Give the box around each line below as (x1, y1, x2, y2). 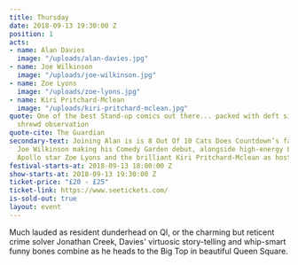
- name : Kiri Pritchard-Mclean (9, 95, 125, 105)
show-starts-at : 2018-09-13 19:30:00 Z (9, 169, 157, 178)
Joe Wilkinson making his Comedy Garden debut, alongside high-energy (17, 144, 284, 153)
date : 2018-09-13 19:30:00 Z (9, 21, 117, 30)
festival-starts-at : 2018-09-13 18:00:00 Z (9, 161, 173, 170)
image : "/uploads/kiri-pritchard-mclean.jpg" (17, 104, 189, 113)
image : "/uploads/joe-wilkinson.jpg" (17, 71, 157, 80)
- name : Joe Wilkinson (9, 63, 93, 72)
